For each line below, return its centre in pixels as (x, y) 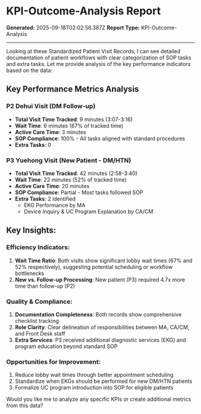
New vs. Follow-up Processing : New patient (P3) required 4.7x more (100, 279)
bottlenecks (29, 273)
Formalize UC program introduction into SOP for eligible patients (94, 388)
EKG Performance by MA (54, 205)
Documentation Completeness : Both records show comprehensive (98, 314)
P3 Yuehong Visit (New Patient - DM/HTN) (69, 160)
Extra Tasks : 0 (33, 144)
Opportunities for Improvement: (54, 362)
